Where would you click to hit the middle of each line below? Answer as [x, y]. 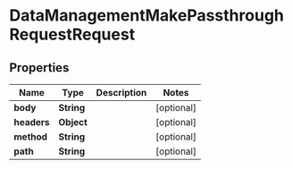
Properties [39, 68]
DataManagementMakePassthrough [146, 16]
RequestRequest [72, 34]
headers [32, 122]
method [30, 137]
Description [121, 93]
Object [73, 122]
